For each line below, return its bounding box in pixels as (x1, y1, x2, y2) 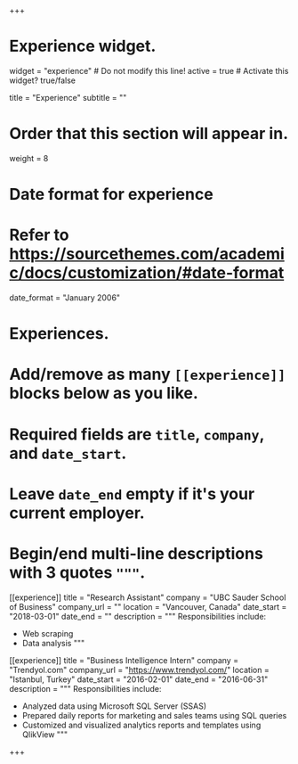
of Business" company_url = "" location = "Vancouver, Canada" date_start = (9, 601, 287, 612)
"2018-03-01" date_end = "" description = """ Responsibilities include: (9, 611, 267, 621)
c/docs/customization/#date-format (9, 263, 285, 283)
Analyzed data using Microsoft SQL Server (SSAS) (21, 701, 207, 711)
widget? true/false (9, 75, 76, 86)
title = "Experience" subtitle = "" (9, 92, 127, 103)
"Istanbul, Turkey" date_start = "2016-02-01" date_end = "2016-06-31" (9, 674, 269, 685)
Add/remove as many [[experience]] (9, 365, 286, 384)
